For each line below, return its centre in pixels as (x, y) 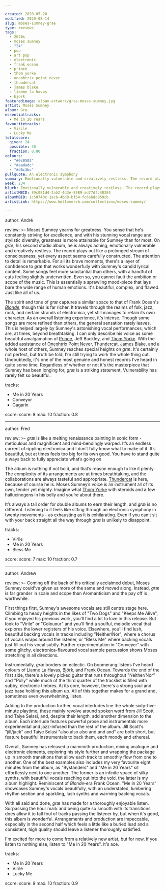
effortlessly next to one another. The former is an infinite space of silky (77, 773)
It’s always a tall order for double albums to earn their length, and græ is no (81, 504)
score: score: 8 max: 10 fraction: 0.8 (41, 414)
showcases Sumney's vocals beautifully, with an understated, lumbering (78, 788)
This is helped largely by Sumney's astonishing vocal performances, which (81, 328)
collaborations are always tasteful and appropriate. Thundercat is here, (77, 479)
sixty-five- (146, 705)
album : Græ (16, 110)
